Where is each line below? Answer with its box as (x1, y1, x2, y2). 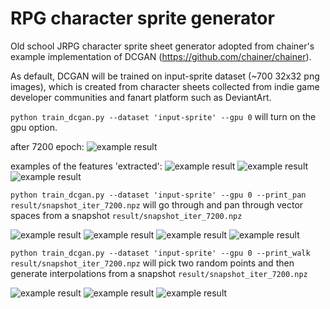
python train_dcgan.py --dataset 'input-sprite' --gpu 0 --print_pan (10, 190, 307, 200)
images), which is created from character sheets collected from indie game (10, 80, 320, 92)
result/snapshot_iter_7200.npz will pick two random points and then (10, 257, 295, 269)
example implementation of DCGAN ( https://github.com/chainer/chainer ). (10, 50, 312, 62)
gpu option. (10, 121, 58, 133)
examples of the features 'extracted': (10, 160, 163, 172)
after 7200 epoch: (10, 140, 85, 152)
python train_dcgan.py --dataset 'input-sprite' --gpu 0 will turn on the (10, 110, 317, 122)
